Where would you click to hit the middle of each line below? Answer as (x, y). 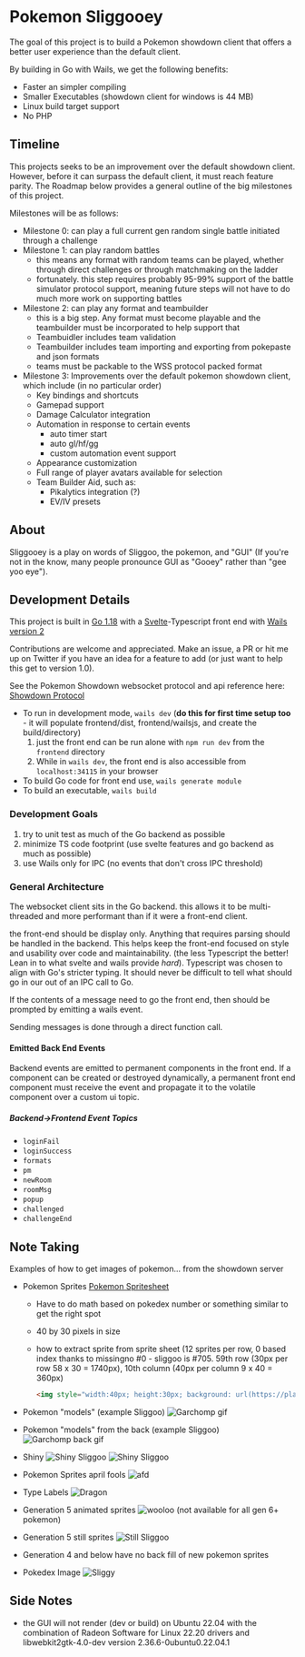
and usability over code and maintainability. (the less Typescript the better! (149, 953)
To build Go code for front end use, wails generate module (132, 781)
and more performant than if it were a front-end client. (146, 915)
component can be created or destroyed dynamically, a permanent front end (152, 1078)
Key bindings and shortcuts (87, 395)
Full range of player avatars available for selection (129, 472)
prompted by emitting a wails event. (76, 1009)
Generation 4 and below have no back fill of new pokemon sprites (146, 1554)
